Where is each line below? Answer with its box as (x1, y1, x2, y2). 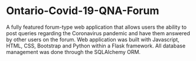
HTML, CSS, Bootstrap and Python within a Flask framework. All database (6, 42, 186, 49)
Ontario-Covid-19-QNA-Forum (6, 4, 159, 18)
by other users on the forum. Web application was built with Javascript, (6, 36, 180, 43)
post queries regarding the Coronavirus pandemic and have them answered (6, 29, 191, 36)
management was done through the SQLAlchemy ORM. (6, 48, 141, 55)
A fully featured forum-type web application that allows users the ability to (6, 23, 187, 30)
